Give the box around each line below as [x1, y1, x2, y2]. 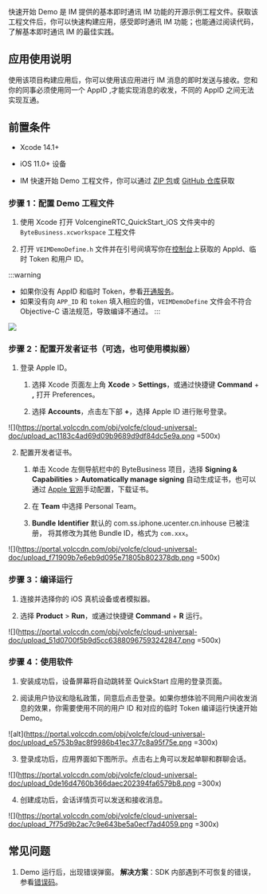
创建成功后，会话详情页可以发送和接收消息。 [19, 794, 167, 804]
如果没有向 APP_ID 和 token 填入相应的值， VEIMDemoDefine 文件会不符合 [19, 296, 253, 305]
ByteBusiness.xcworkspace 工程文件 [19, 226, 136, 237]
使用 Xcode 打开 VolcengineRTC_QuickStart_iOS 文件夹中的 [19, 217, 215, 226]
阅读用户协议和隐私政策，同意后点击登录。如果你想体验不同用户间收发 [19, 693, 251, 703]
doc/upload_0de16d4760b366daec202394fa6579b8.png [8, 778, 196, 788]
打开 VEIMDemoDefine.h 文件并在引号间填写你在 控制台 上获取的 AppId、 [19, 244, 249, 254]
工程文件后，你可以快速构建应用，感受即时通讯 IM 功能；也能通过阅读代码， [8, 17, 258, 26]
